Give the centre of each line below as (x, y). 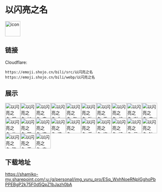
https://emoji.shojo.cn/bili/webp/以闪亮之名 (50, 77)
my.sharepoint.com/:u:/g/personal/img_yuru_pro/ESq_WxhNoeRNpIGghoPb (81, 179)
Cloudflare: (16, 62)
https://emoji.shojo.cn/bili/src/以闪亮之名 (49, 72)
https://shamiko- (22, 174)
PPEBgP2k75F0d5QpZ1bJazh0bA (39, 185)
